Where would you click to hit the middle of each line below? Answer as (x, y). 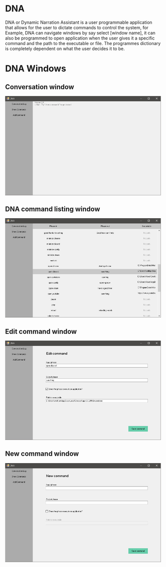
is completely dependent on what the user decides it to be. (65, 48)
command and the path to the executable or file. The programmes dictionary (83, 43)
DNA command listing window (53, 209)
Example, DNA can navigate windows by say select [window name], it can (80, 33)
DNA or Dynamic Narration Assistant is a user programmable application (79, 22)
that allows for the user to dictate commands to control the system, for (77, 27)
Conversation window (40, 87)
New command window (42, 454)
